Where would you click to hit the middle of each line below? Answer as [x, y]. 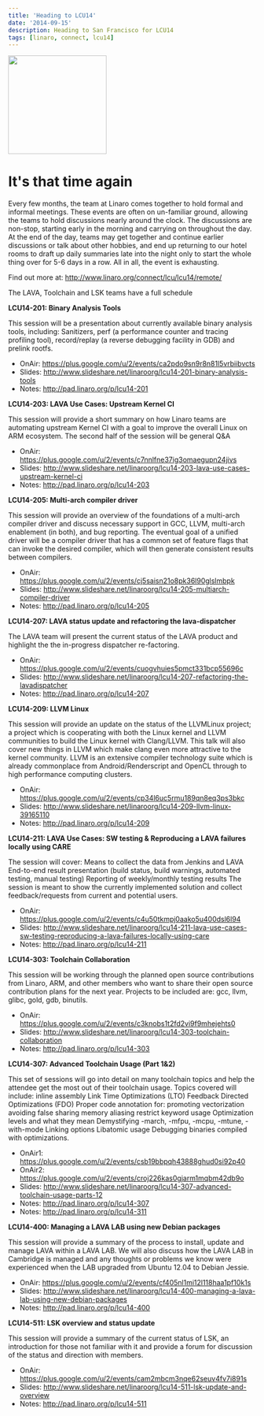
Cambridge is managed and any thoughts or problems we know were [120, 1259]
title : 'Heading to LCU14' [52, 15]
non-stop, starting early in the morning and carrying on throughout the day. [130, 229]
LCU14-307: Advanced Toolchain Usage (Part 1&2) [92, 1064]
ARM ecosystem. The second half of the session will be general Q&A [119, 436]
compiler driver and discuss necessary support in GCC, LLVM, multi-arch [126, 524]
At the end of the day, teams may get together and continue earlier [116, 237]
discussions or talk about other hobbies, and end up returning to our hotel [128, 246]
